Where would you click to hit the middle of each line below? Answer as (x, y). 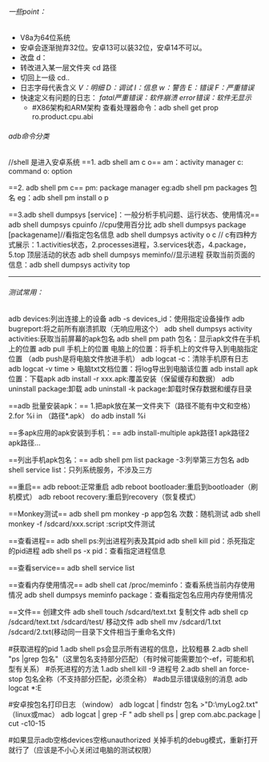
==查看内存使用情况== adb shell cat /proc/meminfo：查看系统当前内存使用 (132, 584)
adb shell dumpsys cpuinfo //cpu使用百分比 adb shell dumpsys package (127, 225)
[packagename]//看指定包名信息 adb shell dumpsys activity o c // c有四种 (129, 235)
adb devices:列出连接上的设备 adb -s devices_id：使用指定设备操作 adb (126, 319)
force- (239, 668)
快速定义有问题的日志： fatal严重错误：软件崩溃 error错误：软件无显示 (136, 98)
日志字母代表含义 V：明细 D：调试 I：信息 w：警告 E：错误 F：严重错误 (137, 88)
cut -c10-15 (27, 723)
